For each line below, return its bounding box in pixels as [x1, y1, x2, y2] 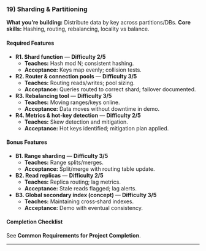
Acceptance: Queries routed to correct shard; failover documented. [24, 85, 196, 93]
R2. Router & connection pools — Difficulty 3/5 [15, 72, 137, 80]
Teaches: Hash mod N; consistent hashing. [24, 59, 134, 67]
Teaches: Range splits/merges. [24, 159, 104, 166]
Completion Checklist [6, 218, 63, 225]
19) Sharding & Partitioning [6, 5, 88, 13]
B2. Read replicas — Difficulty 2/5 [15, 171, 104, 179]
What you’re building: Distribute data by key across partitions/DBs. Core [6, 19, 191, 26]
